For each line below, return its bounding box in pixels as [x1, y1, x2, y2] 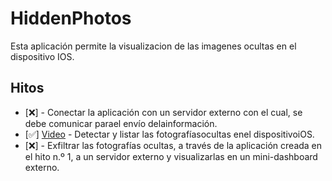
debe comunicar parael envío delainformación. [24, 117, 218, 129]
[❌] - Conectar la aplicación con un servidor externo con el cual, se [24, 106, 303, 118]
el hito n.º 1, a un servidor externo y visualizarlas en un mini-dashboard [24, 150, 318, 162]
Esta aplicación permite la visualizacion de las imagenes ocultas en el [10, 40, 297, 52]
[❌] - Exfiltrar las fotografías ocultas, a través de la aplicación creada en [24, 139, 323, 151]
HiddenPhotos [10, 7, 132, 30]
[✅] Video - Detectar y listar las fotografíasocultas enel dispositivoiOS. [24, 128, 315, 140]
